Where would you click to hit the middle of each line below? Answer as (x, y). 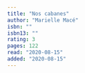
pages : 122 (23, 46)
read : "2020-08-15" (35, 53)
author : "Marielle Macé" (43, 20)
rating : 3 (21, 40)
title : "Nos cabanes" (38, 14)
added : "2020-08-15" (37, 59)
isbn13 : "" (23, 33)
